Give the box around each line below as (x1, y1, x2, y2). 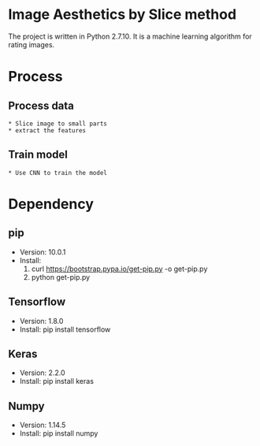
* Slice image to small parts (8, 120, 108, 128)
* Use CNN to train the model (8, 169, 108, 177)
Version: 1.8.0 (19, 316, 64, 325)
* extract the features (8, 126, 87, 135)
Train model (8, 148, 69, 162)
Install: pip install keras (19, 377, 95, 386)
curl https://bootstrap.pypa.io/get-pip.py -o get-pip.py (31, 264, 208, 273)
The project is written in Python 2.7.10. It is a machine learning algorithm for (8, 32, 252, 41)
